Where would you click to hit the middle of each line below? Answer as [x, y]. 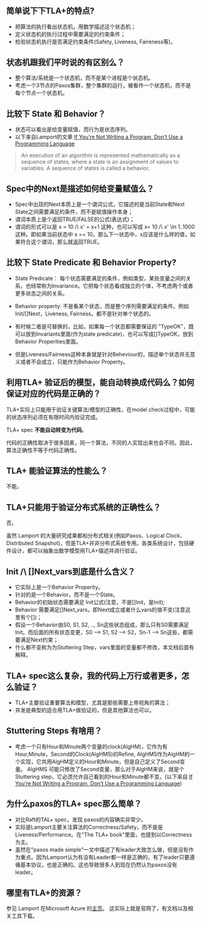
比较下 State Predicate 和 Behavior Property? [91, 263]
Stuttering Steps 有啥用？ [54, 731]
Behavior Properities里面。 [48, 341]
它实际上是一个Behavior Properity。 [59, 587]
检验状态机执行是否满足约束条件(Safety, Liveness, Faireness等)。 [95, 42]
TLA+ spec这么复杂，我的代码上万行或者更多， [94, 676]
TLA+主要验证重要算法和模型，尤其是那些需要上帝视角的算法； [93, 702]
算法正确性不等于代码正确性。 [43, 450]
